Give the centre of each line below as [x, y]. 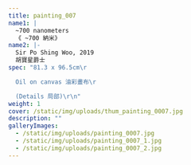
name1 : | [23, 23]
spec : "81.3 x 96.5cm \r [48, 68]
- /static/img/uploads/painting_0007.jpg [85, 134]
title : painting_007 [43, 16]
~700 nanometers [42, 30]
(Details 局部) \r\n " [48, 96]
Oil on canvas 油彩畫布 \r [56, 82]
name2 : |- [25, 45]
